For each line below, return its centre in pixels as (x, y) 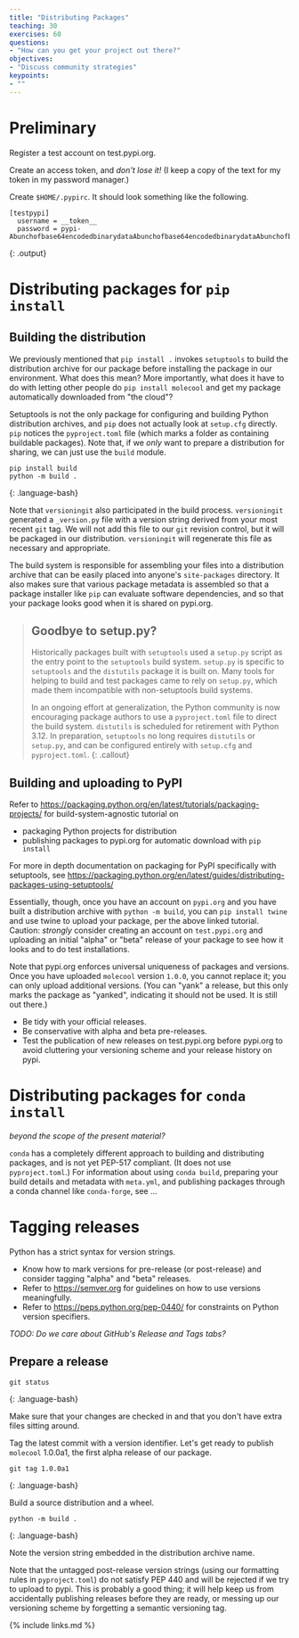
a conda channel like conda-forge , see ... (83, 1191)
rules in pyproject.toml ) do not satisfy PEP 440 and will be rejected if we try (149, 1579)
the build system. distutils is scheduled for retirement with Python (155, 727)
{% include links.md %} (53, 1625)
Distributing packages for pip (120, 288)
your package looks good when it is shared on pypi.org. (111, 603)
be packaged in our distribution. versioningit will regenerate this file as (141, 538)
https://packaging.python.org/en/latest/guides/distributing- (176, 876)
